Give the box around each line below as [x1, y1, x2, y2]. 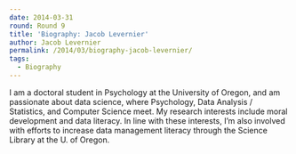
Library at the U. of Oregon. [9, 134, 110, 145]
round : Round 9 [9, 21, 66, 30]
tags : [9, 54, 29, 63]
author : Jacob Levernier [9, 37, 101, 47]
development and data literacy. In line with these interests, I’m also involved [9, 115, 286, 126]
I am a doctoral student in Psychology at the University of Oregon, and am [9, 86, 281, 98]
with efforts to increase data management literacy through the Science [9, 125, 268, 135]
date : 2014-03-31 [9, 12, 74, 22]
